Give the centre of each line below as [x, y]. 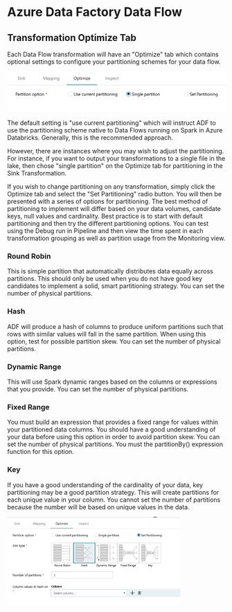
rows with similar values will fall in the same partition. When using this [107, 334]
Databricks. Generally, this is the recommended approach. [90, 138]
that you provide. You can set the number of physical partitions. [98, 389]
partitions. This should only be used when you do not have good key [105, 279]
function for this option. [41, 452]
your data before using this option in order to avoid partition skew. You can [114, 437]
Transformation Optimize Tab [72, 38]
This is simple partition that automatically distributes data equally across [110, 271]
